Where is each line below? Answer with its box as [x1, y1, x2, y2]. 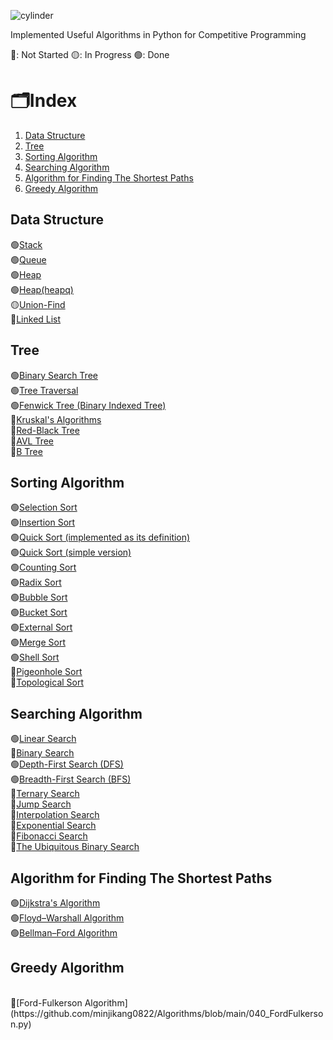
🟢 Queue [10, 253, 47, 265]
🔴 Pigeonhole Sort [10, 666, 83, 678]
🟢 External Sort [10, 621, 73, 634]
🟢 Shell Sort [10, 651, 60, 664]
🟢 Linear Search [10, 733, 77, 745]
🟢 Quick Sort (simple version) [10, 546, 132, 559]
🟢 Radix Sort [10, 576, 62, 589]
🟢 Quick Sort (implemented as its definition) [10, 531, 191, 544]
